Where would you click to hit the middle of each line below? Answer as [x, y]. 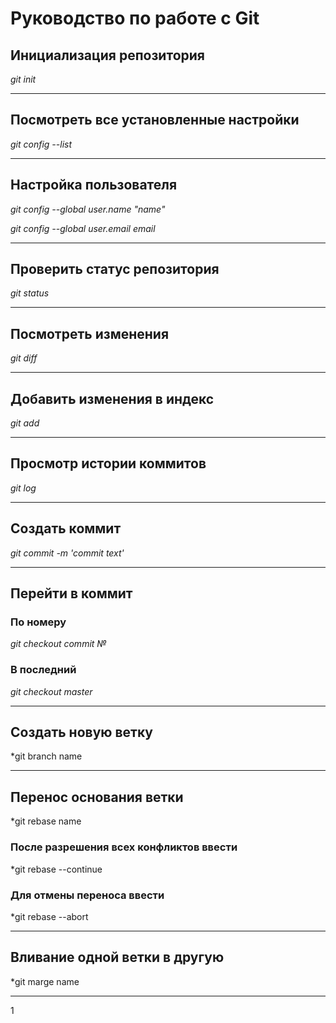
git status [30, 293]
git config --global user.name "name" [88, 209]
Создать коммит [66, 528]
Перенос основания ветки [97, 797]
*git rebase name [46, 821]
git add [25, 423]
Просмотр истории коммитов [108, 463]
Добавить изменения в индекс [112, 398]
